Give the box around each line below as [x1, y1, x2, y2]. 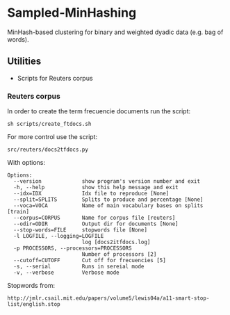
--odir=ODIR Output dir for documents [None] [13, 220, 179, 227]
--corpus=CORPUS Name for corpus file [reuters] [13, 214, 176, 222]
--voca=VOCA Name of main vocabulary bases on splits [13, 202, 204, 209]
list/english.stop [7, 301, 60, 308]
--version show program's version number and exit [13, 178, 200, 185]
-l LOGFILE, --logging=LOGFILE [13, 233, 104, 240]
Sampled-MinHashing [7, 5, 137, 21]
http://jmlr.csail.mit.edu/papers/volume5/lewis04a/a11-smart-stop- [7, 295, 210, 302]
